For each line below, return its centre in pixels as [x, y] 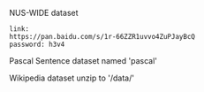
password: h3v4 [37, 44]
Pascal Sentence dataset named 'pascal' [83, 61]
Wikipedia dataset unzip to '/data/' [72, 78]
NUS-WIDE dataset [44, 13]
